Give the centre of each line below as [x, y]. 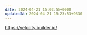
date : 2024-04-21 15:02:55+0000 [38, 9]
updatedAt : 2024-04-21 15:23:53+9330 [44, 14]
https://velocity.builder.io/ [31, 27]
